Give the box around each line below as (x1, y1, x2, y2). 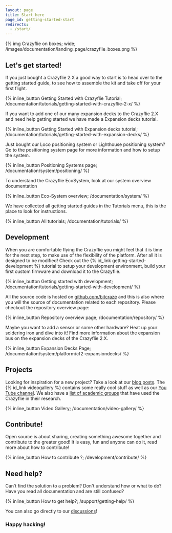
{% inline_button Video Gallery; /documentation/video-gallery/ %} (5, 405, 144, 411)
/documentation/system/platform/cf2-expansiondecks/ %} (5, 350, 130, 356)
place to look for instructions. (5, 208, 68, 214)
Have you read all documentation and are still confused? (5, 488, 124, 495)
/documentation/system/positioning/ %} (5, 167, 90, 174)
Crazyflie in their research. (5, 395, 61, 401)
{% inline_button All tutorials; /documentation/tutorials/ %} (5, 218, 129, 224)
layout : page (5, 7, 33, 13)
